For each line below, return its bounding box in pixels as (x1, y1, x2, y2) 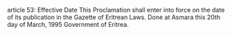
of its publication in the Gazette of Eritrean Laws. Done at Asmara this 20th (7, 13, 220, 21)
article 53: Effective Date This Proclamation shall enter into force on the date (7, 6, 225, 14)
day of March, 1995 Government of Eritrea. (7, 21, 130, 28)
